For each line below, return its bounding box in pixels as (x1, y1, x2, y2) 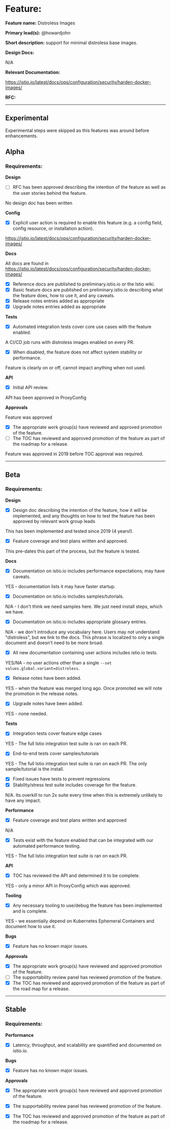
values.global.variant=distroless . (5, 665, 80, 672)
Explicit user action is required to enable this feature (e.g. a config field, (12, 219, 163, 225)
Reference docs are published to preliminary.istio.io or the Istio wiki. (12, 281, 155, 287)
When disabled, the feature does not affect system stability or (12, 349, 142, 355)
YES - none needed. (5, 711, 48, 717)
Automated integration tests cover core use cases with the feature (12, 324, 152, 330)
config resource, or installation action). (12, 225, 94, 231)
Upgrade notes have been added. (12, 701, 83, 707)
